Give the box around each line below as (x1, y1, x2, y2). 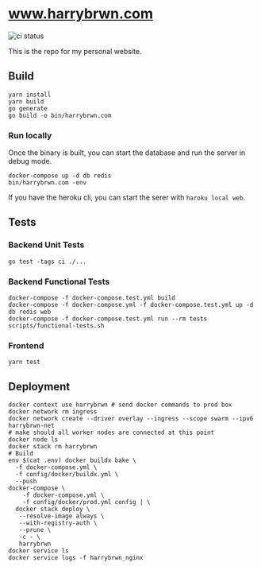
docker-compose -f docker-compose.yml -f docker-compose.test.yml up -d (8, 301, 254, 309)
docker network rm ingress (8, 408, 98, 416)
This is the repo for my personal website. (8, 46, 142, 56)
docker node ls (8, 436, 59, 444)
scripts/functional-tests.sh (8, 322, 105, 330)
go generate (8, 104, 48, 112)
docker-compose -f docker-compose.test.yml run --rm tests (8, 315, 208, 323)
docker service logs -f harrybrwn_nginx (8, 554, 144, 562)
